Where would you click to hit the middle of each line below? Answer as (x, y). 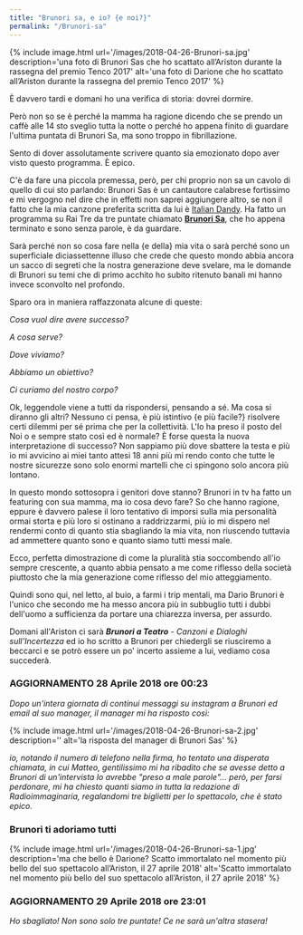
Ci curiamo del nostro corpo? (64, 390)
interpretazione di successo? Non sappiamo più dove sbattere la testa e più (150, 446)
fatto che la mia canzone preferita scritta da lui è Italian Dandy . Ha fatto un (148, 208)
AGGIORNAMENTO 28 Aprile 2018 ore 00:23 (109, 683)
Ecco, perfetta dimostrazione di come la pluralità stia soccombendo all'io (145, 557)
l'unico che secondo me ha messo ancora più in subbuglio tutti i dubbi (140, 604)
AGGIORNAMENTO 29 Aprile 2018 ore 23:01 (108, 901)
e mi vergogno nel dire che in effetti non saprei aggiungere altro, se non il (146, 199)
